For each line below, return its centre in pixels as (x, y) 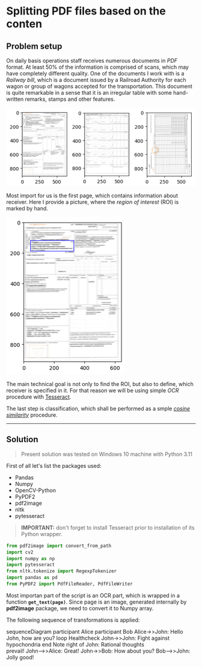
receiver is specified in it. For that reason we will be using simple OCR (93, 390)
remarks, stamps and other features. (70, 99)
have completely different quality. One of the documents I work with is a (95, 73)
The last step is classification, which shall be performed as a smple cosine (98, 408)
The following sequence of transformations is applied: (73, 620)
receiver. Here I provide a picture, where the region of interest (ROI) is (93, 202)
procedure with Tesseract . (39, 397)
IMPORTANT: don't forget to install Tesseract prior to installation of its (108, 527)
